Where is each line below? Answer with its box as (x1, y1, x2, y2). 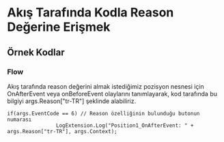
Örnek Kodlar (7, 46, 65, 58)
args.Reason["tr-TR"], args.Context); (7, 128, 117, 134)
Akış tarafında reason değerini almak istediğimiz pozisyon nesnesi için (7, 82, 205, 90)
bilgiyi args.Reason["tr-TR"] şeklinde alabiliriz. (7, 97, 137, 105)
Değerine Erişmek (7, 19, 111, 35)
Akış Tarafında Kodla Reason (7, 5, 174, 20)
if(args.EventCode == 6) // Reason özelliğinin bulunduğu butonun (7, 110, 200, 117)
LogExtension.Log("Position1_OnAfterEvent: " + (55, 122, 194, 129)
